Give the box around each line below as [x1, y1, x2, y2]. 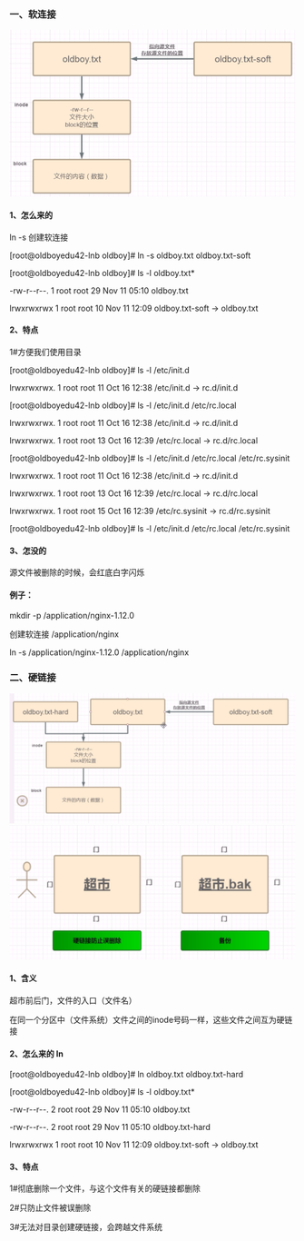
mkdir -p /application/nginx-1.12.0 [9, 611, 134, 621]
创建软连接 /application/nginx [9, 629, 120, 640]
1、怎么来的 [9, 210, 54, 221]
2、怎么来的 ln [9, 1047, 64, 1059]
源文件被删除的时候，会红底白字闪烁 [9, 567, 145, 578]
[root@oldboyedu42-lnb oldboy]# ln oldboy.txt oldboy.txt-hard [9, 1069, 243, 1080]
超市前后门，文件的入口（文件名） [9, 995, 137, 1006]
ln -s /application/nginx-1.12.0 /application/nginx [9, 647, 190, 658]
